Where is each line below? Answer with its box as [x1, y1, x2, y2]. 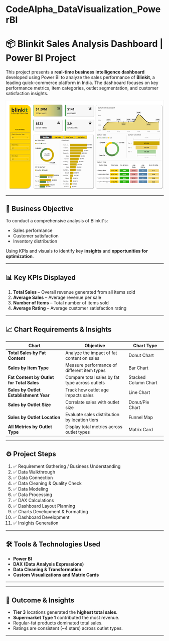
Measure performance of [65, 362, 117, 368]
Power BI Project [6, 52, 76, 64]
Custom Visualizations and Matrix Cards [13, 572, 99, 578]
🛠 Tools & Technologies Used [6, 540, 101, 548]
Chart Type [133, 342, 157, 348]
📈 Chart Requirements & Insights [6, 325, 112, 334]
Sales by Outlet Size [8, 402, 51, 408]
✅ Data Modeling [13, 486, 49, 492]
